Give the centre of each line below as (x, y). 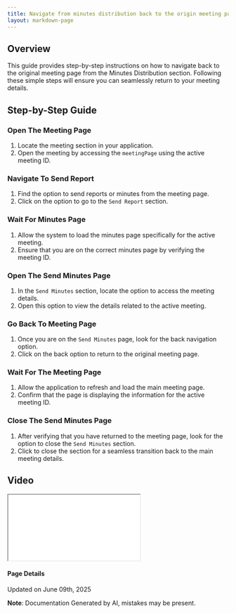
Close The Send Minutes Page (60, 421)
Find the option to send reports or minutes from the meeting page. (113, 194)
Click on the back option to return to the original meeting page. (109, 354)
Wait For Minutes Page (47, 220)
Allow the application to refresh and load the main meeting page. (111, 388)
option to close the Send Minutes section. (77, 443)
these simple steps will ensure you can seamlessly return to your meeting (113, 81)
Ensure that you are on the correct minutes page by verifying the (111, 249)
